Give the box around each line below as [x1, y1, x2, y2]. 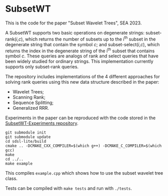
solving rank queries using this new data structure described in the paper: [5, 79, 159, 85]
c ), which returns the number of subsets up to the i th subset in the [18, 35, 156, 42]
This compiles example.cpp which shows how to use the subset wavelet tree [5, 170, 163, 176]
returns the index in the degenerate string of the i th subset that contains [5, 47, 155, 54]
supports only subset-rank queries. [5, 64, 79, 70]
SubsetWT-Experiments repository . [5, 120, 78, 126]
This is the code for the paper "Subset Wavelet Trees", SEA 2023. [5, 20, 142, 26]
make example [5, 161, 33, 167]
